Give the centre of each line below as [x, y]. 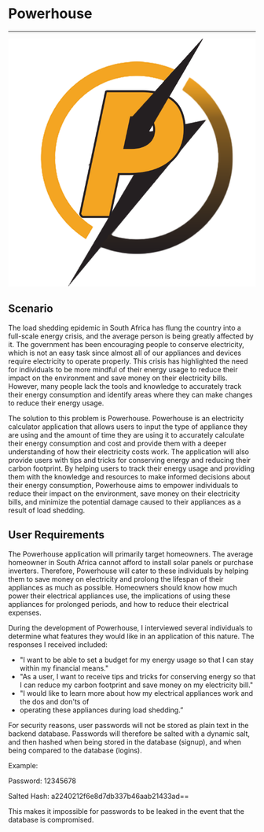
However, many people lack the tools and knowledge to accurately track [125, 386]
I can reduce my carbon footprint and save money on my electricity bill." [136, 685]
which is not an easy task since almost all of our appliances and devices [125, 353]
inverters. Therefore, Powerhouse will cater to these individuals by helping [128, 571]
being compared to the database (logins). [75, 750]
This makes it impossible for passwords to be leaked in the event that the [126, 811]
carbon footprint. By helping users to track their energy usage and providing [132, 468]
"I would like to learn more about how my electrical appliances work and [136, 693]
